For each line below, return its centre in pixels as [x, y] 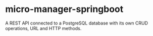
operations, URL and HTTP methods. [43, 28]
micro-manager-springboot [64, 9]
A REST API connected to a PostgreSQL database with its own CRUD [76, 23]
